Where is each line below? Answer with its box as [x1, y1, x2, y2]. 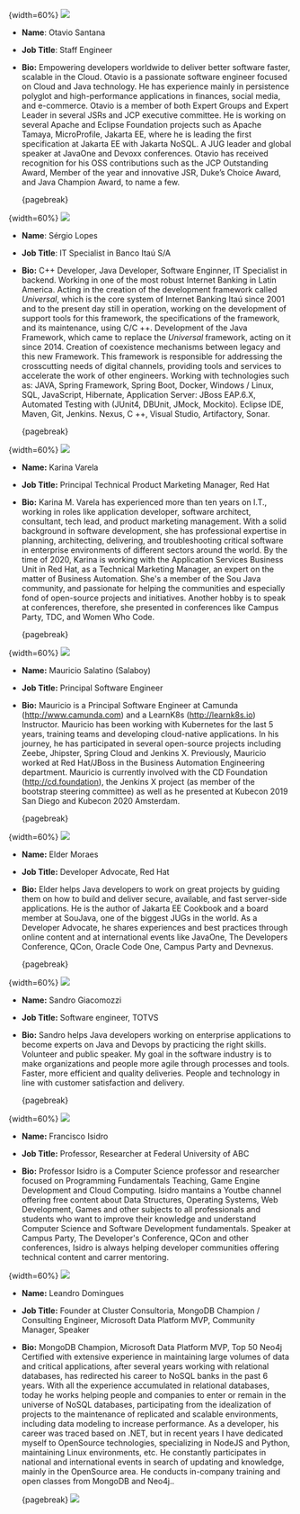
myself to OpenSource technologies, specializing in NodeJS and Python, [21, 1437, 291, 1448]
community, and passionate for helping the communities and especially [21, 583, 286, 593]
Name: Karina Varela [21, 462, 99, 473]
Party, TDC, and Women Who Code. [21, 612, 155, 622]
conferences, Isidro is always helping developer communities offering [21, 1242, 279, 1253]
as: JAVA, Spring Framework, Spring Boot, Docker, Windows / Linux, [21, 380, 275, 391]
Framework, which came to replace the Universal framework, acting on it [21, 332, 292, 342]
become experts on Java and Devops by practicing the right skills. [21, 1040, 267, 1050]
